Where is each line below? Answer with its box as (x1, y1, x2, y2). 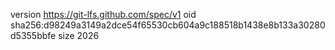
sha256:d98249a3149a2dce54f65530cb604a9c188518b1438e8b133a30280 (10, 19, 326, 31)
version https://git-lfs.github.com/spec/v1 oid (10, 9, 197, 20)
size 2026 (58, 30, 100, 41)
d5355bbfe (10, 30, 57, 41)
